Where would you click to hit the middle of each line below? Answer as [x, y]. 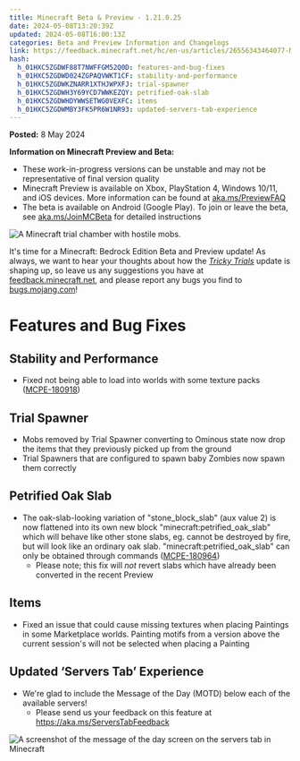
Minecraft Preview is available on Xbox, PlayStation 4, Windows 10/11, [150, 188]
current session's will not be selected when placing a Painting [136, 643]
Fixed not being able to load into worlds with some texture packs [141, 380]
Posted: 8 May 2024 [47, 134]
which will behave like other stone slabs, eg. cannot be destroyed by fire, [156, 536]
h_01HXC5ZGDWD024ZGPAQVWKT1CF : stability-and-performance [128, 76]
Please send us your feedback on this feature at [124, 712]
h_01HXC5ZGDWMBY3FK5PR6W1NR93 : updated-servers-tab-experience [137, 109]
